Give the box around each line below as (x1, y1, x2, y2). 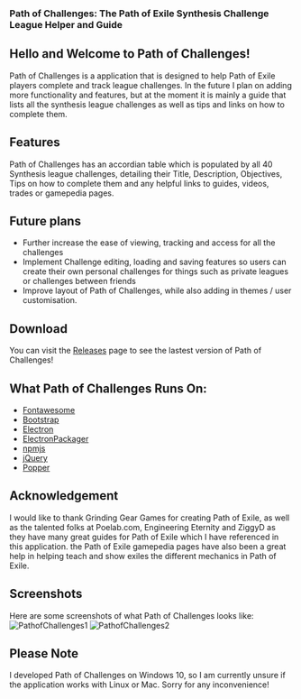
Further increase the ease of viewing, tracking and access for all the (22, 237, 276, 248)
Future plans (9, 213, 81, 228)
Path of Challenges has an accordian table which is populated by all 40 (9, 159, 273, 170)
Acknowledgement (9, 488, 119, 503)
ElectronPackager (22, 433, 89, 444)
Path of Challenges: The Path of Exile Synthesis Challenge (9, 7, 269, 20)
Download (9, 321, 68, 336)
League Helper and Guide (9, 18, 123, 31)
